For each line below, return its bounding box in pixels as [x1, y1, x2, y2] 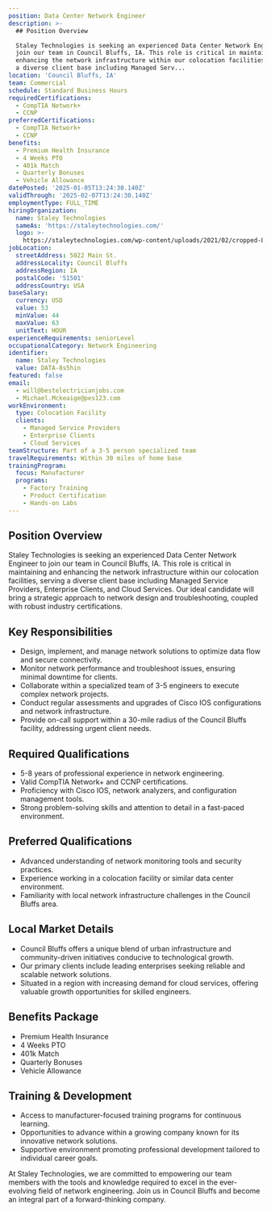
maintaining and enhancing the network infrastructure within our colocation [8, 567, 260, 577]
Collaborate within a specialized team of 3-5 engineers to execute [19, 681, 240, 691]
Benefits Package [8, 1010, 99, 1024]
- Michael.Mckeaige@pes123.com [15, 394, 121, 402]
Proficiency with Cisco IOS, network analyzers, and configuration [19, 786, 237, 796]
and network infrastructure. [19, 707, 111, 717]
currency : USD [15, 296, 63, 305]
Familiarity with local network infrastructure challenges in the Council [19, 890, 251, 900]
